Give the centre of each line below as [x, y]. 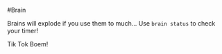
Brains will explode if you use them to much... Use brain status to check [111, 23]
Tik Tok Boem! [28, 44]
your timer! [23, 31]
